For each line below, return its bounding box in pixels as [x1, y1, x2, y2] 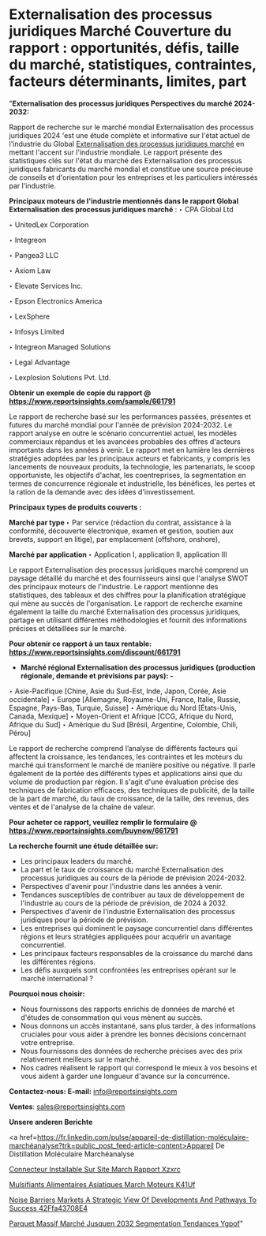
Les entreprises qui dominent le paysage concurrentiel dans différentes [20, 923, 253, 932]
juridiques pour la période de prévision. [20, 915, 148, 924]
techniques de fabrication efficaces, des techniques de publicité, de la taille [9, 785, 255, 794]
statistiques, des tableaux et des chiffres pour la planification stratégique [9, 590, 246, 599]
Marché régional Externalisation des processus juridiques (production [20, 663, 256, 672]
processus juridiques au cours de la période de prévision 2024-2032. [20, 873, 247, 883]
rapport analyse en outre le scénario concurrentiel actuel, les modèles [9, 428, 238, 438]
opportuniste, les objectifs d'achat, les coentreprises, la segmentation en [9, 470, 247, 480]
